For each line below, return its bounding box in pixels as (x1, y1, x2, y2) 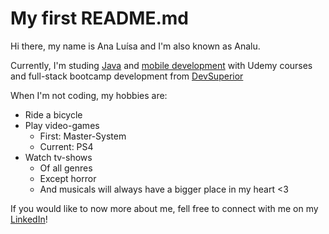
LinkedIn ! (10, 213, 48, 225)
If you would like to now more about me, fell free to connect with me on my (10, 202, 319, 214)
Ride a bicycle (24, 108, 83, 121)
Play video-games (24, 119, 100, 131)
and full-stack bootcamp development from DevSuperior (10, 70, 244, 82)
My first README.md (10, 7, 189, 30)
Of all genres (39, 162, 93, 174)
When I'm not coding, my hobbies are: (10, 89, 168, 101)
